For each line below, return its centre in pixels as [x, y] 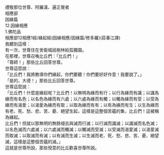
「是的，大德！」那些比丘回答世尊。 [41, 80]
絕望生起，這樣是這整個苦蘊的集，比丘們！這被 [107, 111]
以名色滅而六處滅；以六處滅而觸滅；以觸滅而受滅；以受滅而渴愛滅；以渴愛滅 [82, 129]
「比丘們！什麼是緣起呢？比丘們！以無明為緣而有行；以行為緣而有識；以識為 [82, 93]
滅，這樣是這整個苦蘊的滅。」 [34, 142]
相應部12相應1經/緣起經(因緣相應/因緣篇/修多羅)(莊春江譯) [63, 38]
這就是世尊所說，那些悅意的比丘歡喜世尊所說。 [52, 148]
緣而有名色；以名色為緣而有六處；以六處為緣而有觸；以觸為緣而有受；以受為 [82, 99]
